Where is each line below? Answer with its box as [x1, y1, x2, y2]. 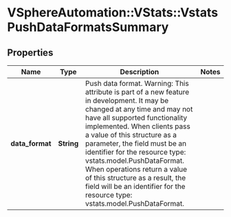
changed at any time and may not [85, 104, 193, 114]
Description [120, 67, 159, 76]
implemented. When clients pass [85, 122, 190, 131]
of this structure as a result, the [85, 173, 186, 183]
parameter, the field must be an [85, 139, 187, 148]
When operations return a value [85, 165, 188, 174]
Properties [7, 47, 54, 58]
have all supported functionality [85, 113, 188, 122]
